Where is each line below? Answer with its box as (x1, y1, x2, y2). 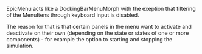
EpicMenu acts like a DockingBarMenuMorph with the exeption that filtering (6, 5, 196, 12)
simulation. (6, 42, 34, 49)
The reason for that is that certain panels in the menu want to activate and (6, 23, 192, 30)
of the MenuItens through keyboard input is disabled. (6, 11, 139, 19)
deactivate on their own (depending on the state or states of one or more (6, 29, 189, 37)
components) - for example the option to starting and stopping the (6, 36, 173, 43)
